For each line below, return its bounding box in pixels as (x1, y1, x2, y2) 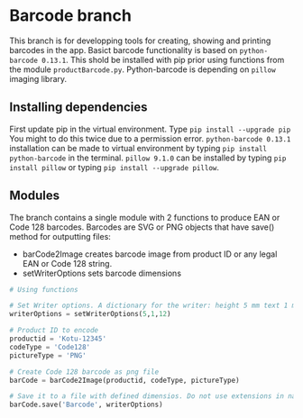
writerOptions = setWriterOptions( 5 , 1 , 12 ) (9, 310, 171, 319)
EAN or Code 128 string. (22, 258, 113, 268)
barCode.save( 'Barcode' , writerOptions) (9, 400, 164, 410)
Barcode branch (9, 5, 133, 26)
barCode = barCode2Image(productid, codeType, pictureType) (9, 376, 241, 385)
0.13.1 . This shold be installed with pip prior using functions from (41, 54, 285, 65)
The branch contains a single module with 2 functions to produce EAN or (9, 212, 280, 223)
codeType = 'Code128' (9, 342, 91, 351)
